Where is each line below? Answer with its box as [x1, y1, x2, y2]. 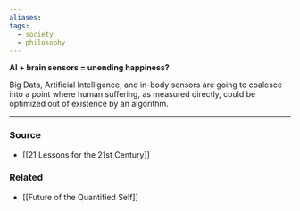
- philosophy [17, 37, 66, 47]
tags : [9, 21, 29, 30]
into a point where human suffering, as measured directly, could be [9, 89, 256, 100]
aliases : [9, 12, 42, 22]
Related [9, 171, 44, 183]
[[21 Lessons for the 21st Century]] [21, 149, 150, 160]
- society [17, 29, 54, 38]
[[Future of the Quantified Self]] [21, 191, 138, 202]
